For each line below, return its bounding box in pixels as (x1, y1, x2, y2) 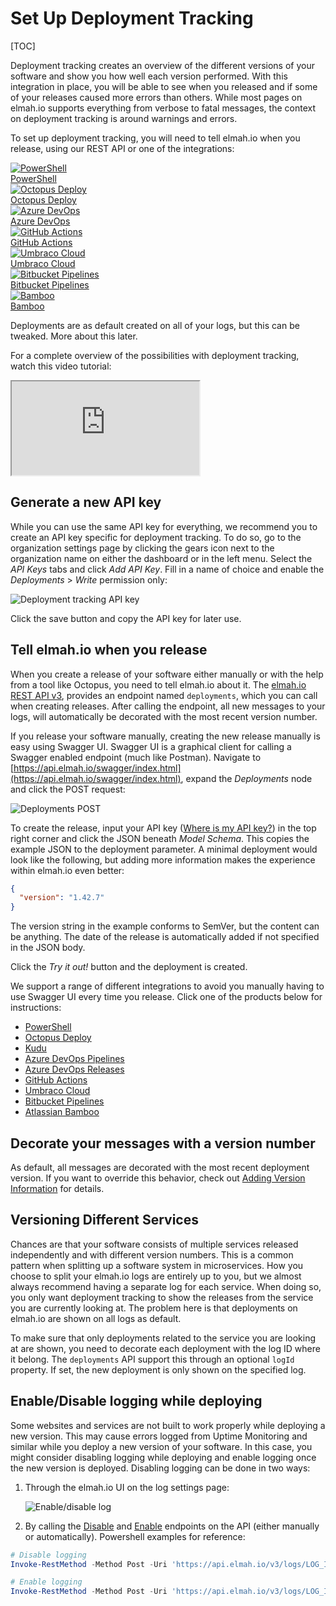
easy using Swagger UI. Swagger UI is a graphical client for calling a (10, 740, 292, 752)
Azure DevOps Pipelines (24, 1053, 125, 1065)
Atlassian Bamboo (24, 1106, 100, 1118)
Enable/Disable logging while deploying (10, 1393, 263, 1410)
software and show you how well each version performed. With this (10, 70, 288, 82)
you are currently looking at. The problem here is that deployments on (10, 1302, 298, 1314)
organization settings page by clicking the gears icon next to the (10, 542, 275, 554)
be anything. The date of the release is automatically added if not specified (10, 931, 320, 943)
